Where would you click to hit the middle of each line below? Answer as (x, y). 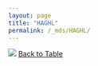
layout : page (30, 16)
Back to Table (41, 54)
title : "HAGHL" (33, 23)
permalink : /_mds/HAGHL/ (49, 30)
